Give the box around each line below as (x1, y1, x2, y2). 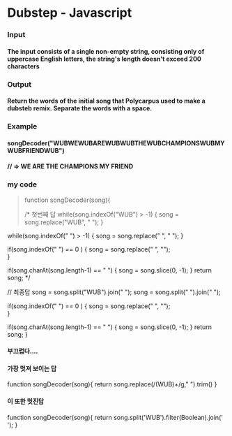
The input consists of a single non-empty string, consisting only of (7, 47, 205, 55)
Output (7, 79, 32, 89)
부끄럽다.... (7, 347, 38, 356)
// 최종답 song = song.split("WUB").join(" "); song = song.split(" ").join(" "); (7, 288, 221, 296)
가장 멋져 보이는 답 (7, 364, 57, 372)
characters (7, 61, 40, 71)
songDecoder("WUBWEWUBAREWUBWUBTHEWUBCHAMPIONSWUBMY (7, 138, 225, 147)
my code (7, 180, 38, 189)
